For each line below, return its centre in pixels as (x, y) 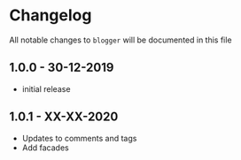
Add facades (45, 148)
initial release (46, 88)
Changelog (51, 15)
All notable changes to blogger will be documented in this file (120, 40)
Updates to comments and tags (79, 138)
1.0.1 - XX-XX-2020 (64, 117)
